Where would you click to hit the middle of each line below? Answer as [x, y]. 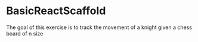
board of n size [25, 33]
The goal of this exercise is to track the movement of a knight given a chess [99, 27]
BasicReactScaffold [56, 11]
